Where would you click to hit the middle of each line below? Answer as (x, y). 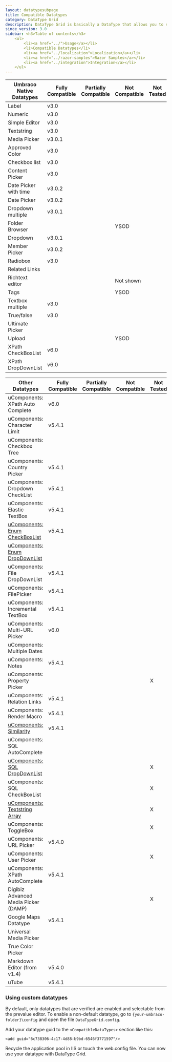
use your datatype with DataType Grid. (46, 1054)
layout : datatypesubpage (32, 10)
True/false (20, 316)
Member (18, 246)
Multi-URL (20, 630)
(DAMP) (17, 909)
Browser (18, 230)
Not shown (128, 281)
